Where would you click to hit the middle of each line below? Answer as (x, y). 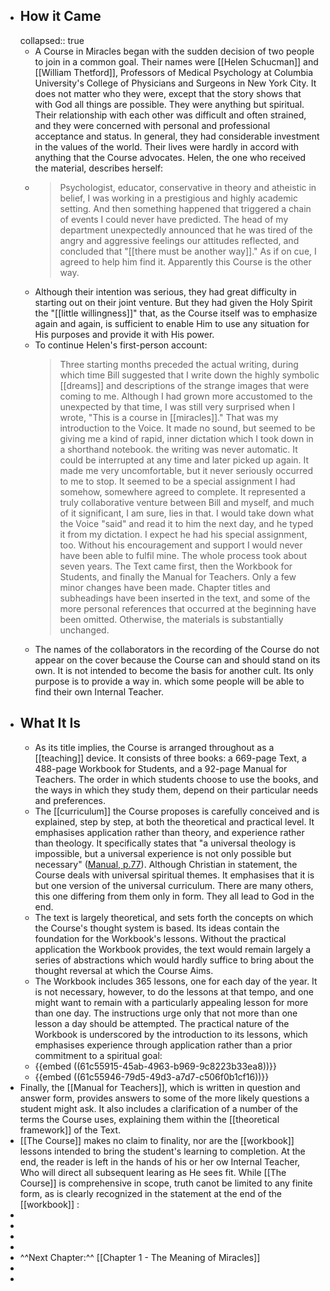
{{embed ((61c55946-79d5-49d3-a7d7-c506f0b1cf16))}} (152, 1076)
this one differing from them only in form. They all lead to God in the (174, 896)
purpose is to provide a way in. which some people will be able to (169, 681)
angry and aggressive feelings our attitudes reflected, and (179, 240)
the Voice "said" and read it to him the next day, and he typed (186, 523)
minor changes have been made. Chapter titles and (165, 587)
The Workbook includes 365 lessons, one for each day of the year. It (176, 981)
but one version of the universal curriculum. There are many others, (174, 885)
